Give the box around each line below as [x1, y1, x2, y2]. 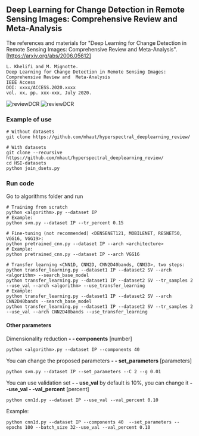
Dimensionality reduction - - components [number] [6, 335, 132, 342]
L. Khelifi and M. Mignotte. [6, 63, 79, 69]
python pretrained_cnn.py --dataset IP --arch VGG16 [6, 251, 140, 258]
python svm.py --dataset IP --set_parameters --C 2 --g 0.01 [6, 368, 161, 374]
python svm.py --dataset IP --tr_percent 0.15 [6, 220, 124, 226]
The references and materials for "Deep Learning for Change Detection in [6, 39, 186, 47]
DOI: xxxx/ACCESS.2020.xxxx [6, 84, 76, 90]
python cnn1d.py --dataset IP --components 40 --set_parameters [6, 419, 172, 425]
